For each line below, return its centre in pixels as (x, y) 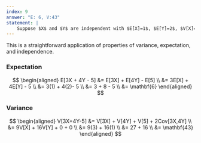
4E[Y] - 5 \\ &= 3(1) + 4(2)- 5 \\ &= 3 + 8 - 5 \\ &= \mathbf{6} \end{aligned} (100, 86)
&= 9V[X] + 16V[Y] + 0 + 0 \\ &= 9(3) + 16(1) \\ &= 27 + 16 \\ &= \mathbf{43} (100, 127)
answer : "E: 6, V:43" (33, 17)
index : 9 (17, 12)
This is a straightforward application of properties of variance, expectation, (98, 45)
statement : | (22, 23)
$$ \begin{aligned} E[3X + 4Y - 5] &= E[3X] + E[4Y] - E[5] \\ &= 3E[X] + (100, 80)
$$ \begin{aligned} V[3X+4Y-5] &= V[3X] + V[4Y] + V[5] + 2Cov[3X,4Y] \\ (100, 121)
